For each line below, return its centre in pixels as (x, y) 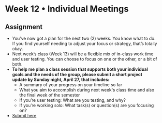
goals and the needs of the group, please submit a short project (77, 74)
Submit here (24, 115)
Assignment (24, 27)
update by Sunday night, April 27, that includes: (61, 79)
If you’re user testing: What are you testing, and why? (72, 100)
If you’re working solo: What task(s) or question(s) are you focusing (86, 105)
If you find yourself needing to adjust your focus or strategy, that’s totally (84, 44)
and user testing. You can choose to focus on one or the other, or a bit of (84, 59)
